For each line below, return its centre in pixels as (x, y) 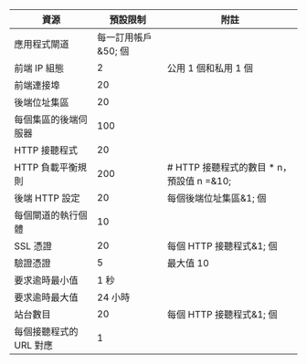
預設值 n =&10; (199, 181)
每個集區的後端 (47, 120)
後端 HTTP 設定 (47, 198)
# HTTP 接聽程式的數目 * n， (230, 167)
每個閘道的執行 (47, 215)
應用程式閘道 (42, 44)
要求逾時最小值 (47, 280)
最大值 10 (189, 263)
